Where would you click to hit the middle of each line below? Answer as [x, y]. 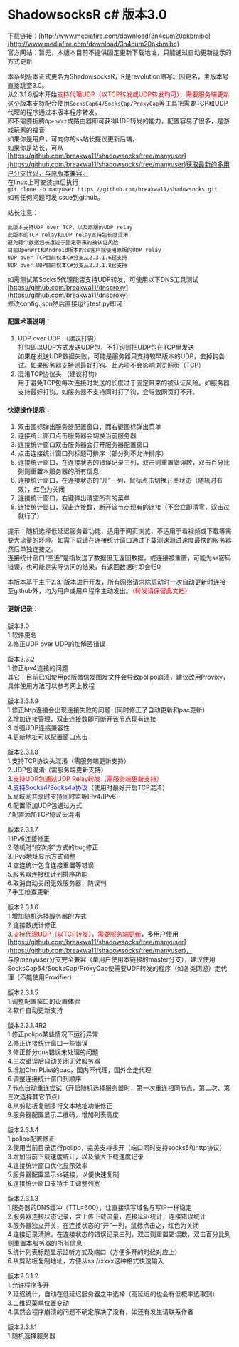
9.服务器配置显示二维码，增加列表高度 [63, 1114]
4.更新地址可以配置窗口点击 [48, 737]
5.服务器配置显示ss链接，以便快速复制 [63, 1174]
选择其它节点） [42, 1096]
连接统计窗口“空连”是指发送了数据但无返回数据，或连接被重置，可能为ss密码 [119, 558]
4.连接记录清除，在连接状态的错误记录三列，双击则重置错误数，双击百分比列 [119, 1234]
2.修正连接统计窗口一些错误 [48, 1043]
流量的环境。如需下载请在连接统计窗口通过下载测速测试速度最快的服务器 [126, 540]
